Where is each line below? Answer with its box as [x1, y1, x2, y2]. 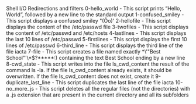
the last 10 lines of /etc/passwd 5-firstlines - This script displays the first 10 [6, 36, 187, 42]
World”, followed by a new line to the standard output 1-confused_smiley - [6, 11, 184, 18]
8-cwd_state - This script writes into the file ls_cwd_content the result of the [6, 60, 190, 67]
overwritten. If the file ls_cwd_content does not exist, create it [6, 73, 154, 80]
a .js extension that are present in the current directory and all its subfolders [6, 91, 189, 98]
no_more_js [6, 85, 34, 92]
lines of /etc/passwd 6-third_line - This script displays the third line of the [6, 42, 183, 49]
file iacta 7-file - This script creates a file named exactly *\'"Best [6, 48, 161, 55]
